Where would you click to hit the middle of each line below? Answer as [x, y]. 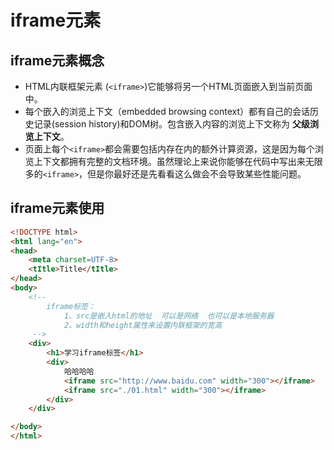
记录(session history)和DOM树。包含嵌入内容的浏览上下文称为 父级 [171, 124]
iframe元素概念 [57, 60]
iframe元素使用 [57, 208]
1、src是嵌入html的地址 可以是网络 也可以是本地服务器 [169, 316]
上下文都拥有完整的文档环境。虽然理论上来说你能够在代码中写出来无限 [178, 161]
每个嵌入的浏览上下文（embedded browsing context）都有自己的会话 [167, 111]
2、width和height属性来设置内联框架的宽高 [143, 325]
